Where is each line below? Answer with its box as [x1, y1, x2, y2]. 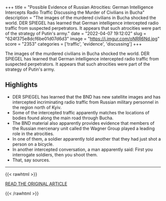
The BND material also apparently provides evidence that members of [12, 120, 155, 126]
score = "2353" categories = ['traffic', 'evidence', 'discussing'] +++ [5, 41, 142, 47]
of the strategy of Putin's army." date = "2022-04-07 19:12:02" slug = [5, 31, 147, 36]
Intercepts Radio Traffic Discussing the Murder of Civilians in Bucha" [5, 9, 145, 15]
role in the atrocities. [12, 131, 54, 137]
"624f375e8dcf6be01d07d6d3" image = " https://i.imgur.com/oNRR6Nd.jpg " [5, 36, 160, 42]
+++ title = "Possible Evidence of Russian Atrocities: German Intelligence [5, 4, 154, 10]
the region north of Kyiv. [12, 104, 62, 110]
